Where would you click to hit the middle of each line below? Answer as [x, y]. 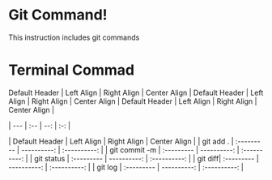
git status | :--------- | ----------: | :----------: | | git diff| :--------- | [146, 158]
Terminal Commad [72, 70]
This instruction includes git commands [74, 37]
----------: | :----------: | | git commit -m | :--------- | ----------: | [131, 150]
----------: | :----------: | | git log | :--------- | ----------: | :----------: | [126, 167]
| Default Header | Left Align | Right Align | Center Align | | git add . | [121, 141]
